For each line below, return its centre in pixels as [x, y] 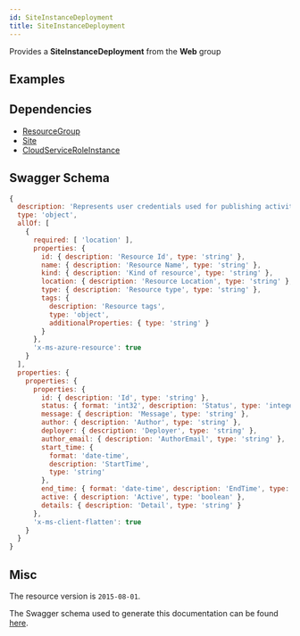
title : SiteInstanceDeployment [67, 26]
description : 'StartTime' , [99, 464]
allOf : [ [33, 224]
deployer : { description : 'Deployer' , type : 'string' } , [150, 431]
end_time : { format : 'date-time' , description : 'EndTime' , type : [166, 489]
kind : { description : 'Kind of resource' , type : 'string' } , [158, 273]
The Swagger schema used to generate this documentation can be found [144, 613]
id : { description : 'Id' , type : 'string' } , [125, 398]
